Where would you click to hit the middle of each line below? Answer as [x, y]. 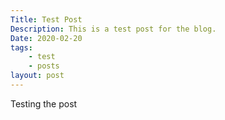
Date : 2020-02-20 [46, 38]
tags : [21, 47]
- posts [44, 66]
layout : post [37, 76]
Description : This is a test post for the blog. [113, 29]
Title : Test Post [46, 19]
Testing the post [44, 103]
